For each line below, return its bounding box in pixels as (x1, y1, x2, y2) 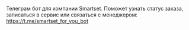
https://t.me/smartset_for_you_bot (6, 18, 89, 24)
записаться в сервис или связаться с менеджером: (6, 11, 138, 18)
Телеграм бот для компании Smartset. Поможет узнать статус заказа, (6, 5, 184, 12)
